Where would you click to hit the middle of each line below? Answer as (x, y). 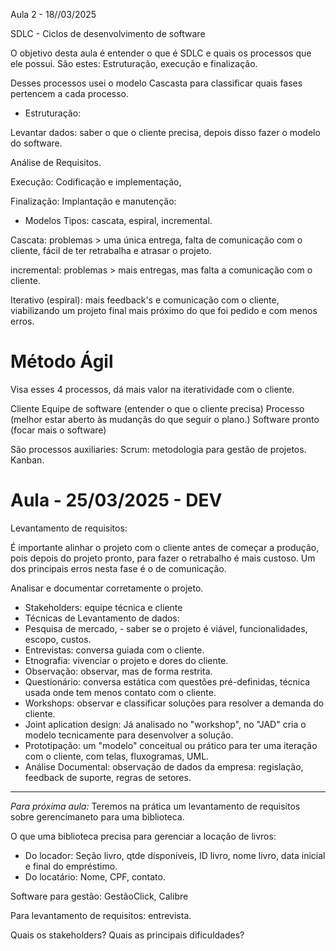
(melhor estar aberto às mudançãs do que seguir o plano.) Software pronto (165, 419)
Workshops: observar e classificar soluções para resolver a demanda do (174, 703)
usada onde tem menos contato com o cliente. (120, 692)
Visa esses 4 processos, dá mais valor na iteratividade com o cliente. (152, 389)
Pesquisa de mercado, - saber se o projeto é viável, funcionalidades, (166, 628)
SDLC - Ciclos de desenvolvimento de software (108, 33)
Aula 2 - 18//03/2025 (53, 14)
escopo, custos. (58, 639)
